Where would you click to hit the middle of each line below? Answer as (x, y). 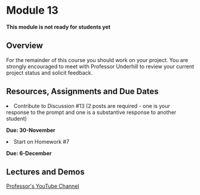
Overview (25, 46)
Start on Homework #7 (42, 141)
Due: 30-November (31, 130)
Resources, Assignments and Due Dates (83, 92)
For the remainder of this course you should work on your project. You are (97, 60)
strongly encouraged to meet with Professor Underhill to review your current (100, 66)
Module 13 (32, 10)
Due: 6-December (29, 153)
